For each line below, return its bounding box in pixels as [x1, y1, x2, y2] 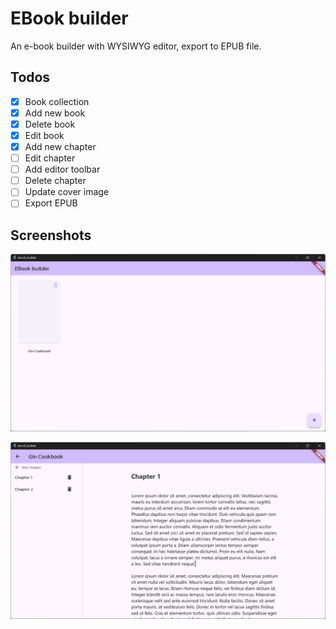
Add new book [24, 107, 86, 119]
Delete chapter [24, 175, 87, 187]
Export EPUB [24, 197, 78, 209]
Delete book [24, 118, 76, 130]
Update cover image [24, 186, 110, 198]
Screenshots [10, 227, 92, 244]
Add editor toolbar [24, 163, 101, 176]
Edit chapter [24, 152, 76, 164]
